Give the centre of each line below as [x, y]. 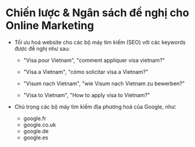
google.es [36, 137]
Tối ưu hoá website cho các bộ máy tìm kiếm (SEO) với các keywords [100, 42]
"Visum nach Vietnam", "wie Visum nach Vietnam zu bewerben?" [104, 83]
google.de [36, 131]
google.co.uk [40, 124]
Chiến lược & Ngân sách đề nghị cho [97, 13]
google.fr [35, 118]
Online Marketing [50, 25]
